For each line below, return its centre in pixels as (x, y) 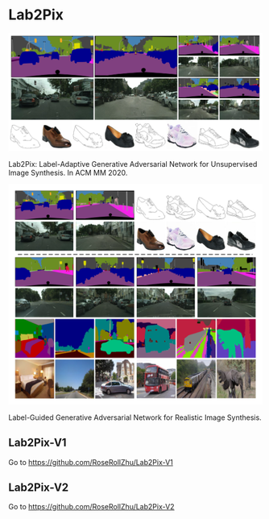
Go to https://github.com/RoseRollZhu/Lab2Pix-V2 (91, 507)
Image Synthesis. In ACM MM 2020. (68, 172)
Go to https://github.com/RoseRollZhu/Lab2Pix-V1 (91, 462)
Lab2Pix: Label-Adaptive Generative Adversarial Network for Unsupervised (133, 164)
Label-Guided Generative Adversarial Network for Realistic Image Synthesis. (135, 417)
